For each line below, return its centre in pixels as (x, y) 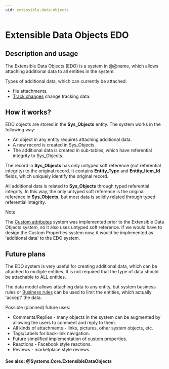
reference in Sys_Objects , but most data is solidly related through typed (80, 197)
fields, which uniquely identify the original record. (57, 176)
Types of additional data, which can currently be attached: (66, 81)
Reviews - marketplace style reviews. (52, 350)
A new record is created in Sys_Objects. (54, 145)
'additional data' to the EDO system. (43, 238)
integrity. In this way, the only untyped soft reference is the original (75, 192)
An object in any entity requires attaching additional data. (72, 139)
